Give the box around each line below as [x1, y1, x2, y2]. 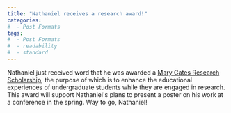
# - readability [7, 43, 58, 50]
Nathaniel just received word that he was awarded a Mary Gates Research [7, 68, 220, 77]
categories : [7, 17, 42, 24]
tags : [7, 29, 23, 37]
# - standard [7, 50, 49, 56]
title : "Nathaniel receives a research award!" [7, 10, 148, 17]
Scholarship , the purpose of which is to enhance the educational [7, 75, 193, 84]
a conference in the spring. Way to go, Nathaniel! [7, 98, 148, 106]
